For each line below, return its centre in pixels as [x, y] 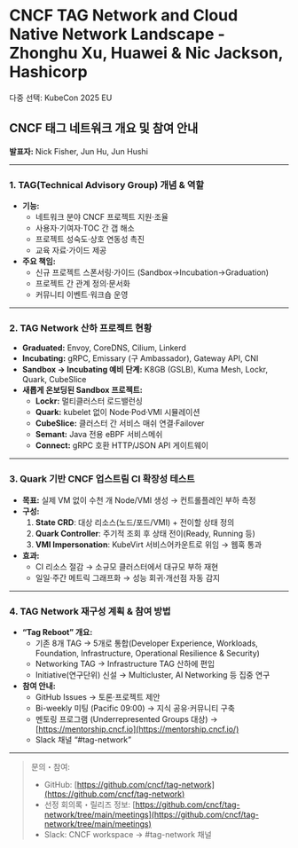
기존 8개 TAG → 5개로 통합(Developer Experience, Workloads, [147, 643]
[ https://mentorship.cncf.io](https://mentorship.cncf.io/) [137, 729]
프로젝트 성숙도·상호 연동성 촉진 [90, 239]
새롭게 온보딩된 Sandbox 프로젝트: [82, 390]
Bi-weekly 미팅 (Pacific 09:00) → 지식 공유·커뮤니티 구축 [135, 708]
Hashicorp [48, 72]
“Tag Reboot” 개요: [57, 632]
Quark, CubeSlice [54, 380]
